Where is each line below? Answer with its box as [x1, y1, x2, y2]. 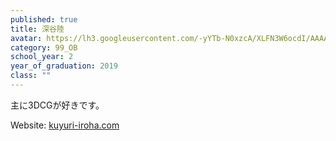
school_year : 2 [10, 52, 74, 62]
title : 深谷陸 [10, 24, 65, 34]
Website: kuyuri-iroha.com [10, 119, 120, 131]
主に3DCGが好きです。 [10, 99, 105, 111]
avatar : [10, 33, 43, 43]
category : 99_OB [10, 42, 78, 53]
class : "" [10, 71, 52, 81]
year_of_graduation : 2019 [10, 61, 118, 71]
